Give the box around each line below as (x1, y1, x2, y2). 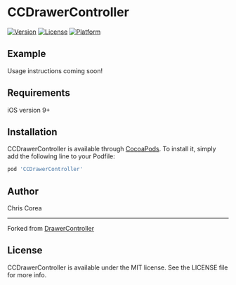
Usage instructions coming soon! (7, 66, 103, 75)
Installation (7, 126, 58, 138)
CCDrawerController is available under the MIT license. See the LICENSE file (7, 263, 228, 272)
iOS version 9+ (7, 106, 51, 114)
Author (7, 185, 39, 197)
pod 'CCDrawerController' (7, 166, 83, 173)
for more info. (7, 270, 47, 279)
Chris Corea (7, 204, 42, 213)
